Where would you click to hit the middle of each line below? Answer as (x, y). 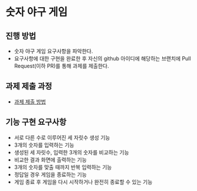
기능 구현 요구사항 (36, 122)
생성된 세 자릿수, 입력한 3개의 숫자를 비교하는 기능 (71, 152)
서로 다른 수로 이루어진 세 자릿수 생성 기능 (62, 137)
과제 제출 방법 (30, 102)
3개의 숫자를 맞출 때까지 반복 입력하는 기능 (63, 167)
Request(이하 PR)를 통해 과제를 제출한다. (62, 66)
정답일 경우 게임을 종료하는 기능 (50, 174)
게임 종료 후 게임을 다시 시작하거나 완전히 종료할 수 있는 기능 (83, 182)
